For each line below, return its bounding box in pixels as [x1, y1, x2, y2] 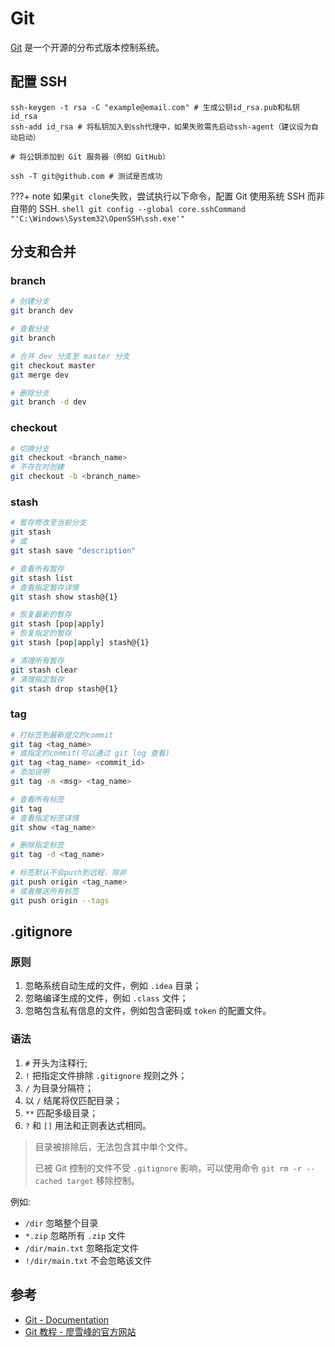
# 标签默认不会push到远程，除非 [10, 868, 127, 878]
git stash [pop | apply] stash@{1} [10, 638, 150, 648]
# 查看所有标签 [10, 794, 65, 804]
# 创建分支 [10, 297, 50, 307]
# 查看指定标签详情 [10, 813, 80, 823]
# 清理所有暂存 [10, 655, 65, 666]
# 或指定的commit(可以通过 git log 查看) [10, 748, 170, 759]
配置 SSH [10, 73, 68, 91]
